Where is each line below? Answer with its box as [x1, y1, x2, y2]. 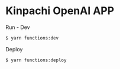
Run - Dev [5, 24, 30, 31]
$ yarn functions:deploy [5, 57, 67, 63]
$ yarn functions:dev [5, 35, 59, 41]
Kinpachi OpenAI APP [5, 4, 115, 18]
